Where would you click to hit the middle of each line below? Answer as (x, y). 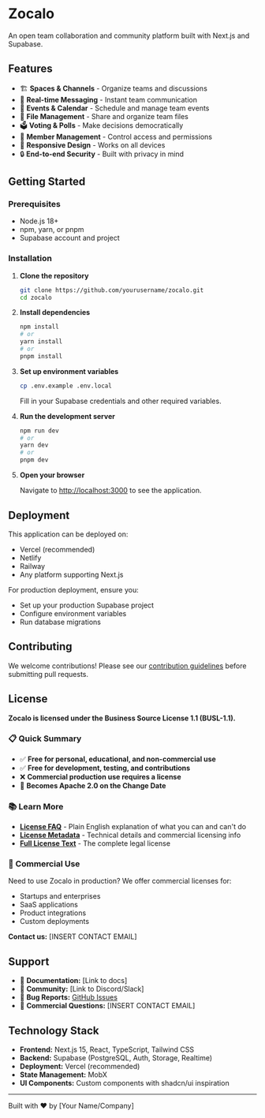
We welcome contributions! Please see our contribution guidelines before (127, 666)
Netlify (30, 558)
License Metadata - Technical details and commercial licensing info (130, 835)
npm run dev (39, 431)
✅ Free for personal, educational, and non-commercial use (118, 759)
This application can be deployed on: (68, 534)
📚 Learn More (36, 806)
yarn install (41, 342)
